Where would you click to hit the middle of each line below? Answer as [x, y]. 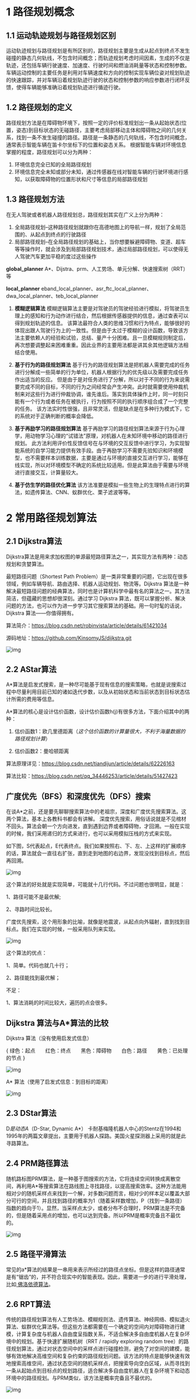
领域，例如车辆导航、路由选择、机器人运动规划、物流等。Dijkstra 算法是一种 [98, 584]
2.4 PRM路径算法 [37, 1163]
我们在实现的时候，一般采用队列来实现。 [70, 929]
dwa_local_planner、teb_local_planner [52, 296]
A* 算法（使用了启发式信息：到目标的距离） [59, 1082]
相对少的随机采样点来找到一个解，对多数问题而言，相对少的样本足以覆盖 [93, 1193]
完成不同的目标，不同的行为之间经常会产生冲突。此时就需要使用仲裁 [101, 387]
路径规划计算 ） [32, 739]
